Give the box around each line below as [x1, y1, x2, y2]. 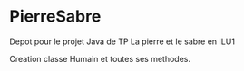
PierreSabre [9, 6, 102, 27]
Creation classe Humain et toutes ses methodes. [9, 53, 190, 64]
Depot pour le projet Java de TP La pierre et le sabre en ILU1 [9, 36, 236, 47]
